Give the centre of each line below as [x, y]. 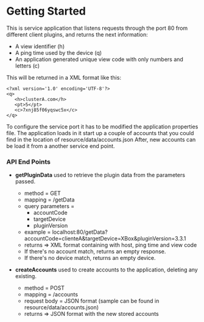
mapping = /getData [49, 200]
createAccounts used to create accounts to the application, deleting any [106, 270]
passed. [25, 181]
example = [37, 232]
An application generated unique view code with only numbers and [99, 59]
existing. [26, 276]
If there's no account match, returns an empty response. [95, 251]
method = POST [44, 288]
